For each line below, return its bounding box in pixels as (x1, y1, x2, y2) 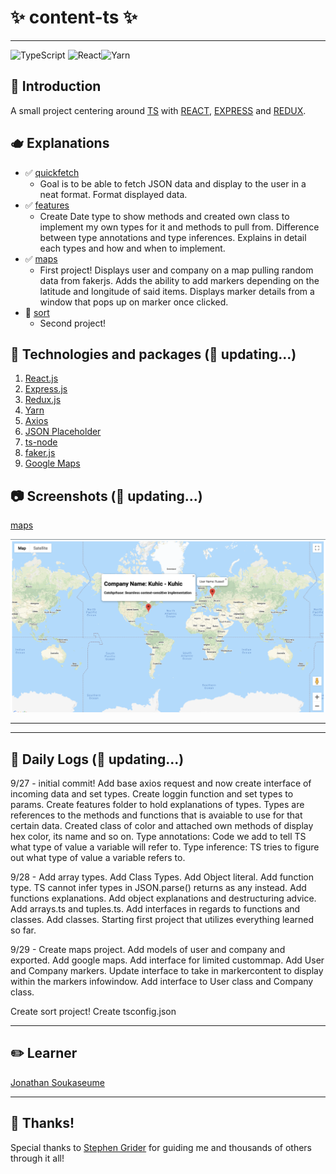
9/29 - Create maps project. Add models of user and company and (10, 944, 286, 956)
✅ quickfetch (24, 166, 80, 178)
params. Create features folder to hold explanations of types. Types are (10, 799, 305, 811)
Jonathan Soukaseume (10, 1076, 105, 1088)
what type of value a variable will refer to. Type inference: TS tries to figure (10, 841, 320, 853)
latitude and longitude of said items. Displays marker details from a (39, 285, 315, 297)
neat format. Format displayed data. (39, 188, 188, 200)
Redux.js (24, 394, 62, 406)
